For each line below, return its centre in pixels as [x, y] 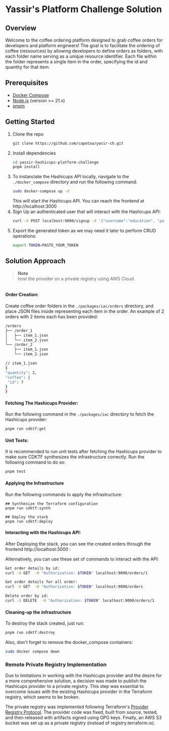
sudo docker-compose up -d [41, 191]
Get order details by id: [32, 568]
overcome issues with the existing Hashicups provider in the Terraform [79, 692]
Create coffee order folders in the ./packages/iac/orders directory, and [79, 306]
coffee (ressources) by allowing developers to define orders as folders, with [84, 51]
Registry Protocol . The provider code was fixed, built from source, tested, [81, 712]
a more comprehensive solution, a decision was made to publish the [76, 681]
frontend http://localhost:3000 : [38, 549]
